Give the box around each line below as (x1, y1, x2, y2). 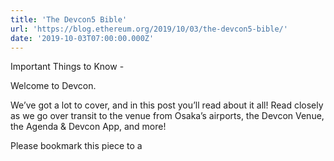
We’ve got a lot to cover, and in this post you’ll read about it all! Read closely (10, 99, 324, 111)
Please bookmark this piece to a (10, 140, 143, 152)
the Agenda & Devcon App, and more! (10, 121, 167, 133)
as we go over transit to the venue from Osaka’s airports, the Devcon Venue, (10, 110, 325, 122)
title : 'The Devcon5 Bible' (10, 14, 128, 25)
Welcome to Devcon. (10, 80, 97, 92)
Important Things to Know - (10, 61, 125, 73)
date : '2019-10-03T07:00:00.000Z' (10, 33, 155, 43)
